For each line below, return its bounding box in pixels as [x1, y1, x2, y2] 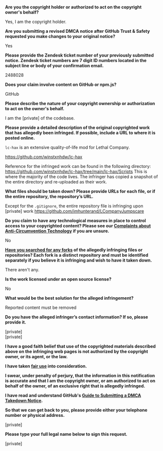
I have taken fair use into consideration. [5, 363, 87, 369]
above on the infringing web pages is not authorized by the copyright [5, 348, 148, 354]
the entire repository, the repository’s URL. [5, 194, 94, 199]
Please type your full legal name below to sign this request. [5, 431, 128, 437]
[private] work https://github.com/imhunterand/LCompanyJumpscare [5, 208, 144, 214]
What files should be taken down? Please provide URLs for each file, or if [5, 188, 155, 194]
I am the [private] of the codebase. [5, 115, 75, 121]
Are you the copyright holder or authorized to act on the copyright [5, 4, 142, 10]
